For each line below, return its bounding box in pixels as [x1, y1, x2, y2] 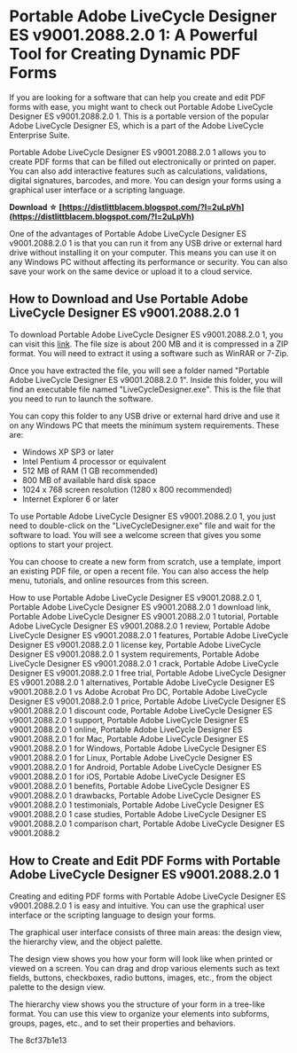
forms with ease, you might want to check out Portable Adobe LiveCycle [9, 101, 273, 112]
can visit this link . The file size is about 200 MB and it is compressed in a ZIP [9, 339, 289, 349]
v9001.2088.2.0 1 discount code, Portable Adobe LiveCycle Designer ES [9, 705, 273, 715]
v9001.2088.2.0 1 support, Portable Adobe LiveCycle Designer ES [9, 714, 249, 725]
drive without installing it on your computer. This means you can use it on [9, 246, 277, 258]
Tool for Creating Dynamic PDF [9, 44, 241, 64]
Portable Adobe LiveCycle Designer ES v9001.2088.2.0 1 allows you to [9, 146, 267, 157]
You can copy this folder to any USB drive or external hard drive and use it [9, 410, 280, 421]
